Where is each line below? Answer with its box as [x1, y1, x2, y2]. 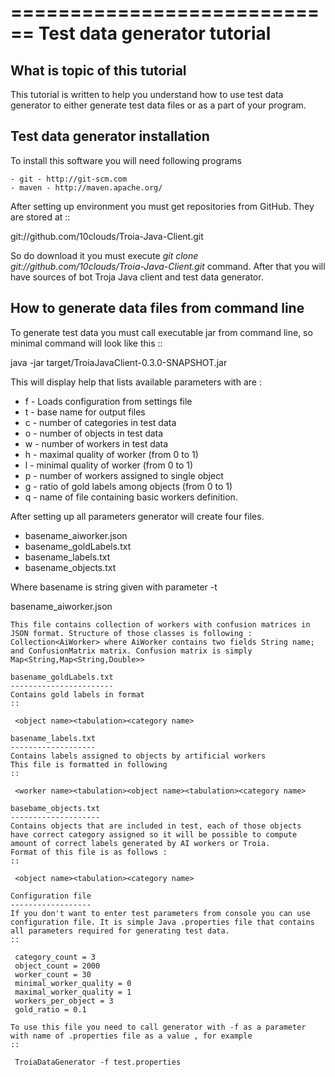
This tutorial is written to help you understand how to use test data [10, 89, 284, 100]
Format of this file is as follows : [10, 847, 168, 857]
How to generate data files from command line [10, 300, 305, 317]
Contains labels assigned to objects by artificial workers [10, 751, 267, 761]
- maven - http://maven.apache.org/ [10, 182, 163, 193]
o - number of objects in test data [24, 427, 164, 439]
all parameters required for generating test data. [10, 926, 230, 936]
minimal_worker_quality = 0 [14, 978, 132, 988]
